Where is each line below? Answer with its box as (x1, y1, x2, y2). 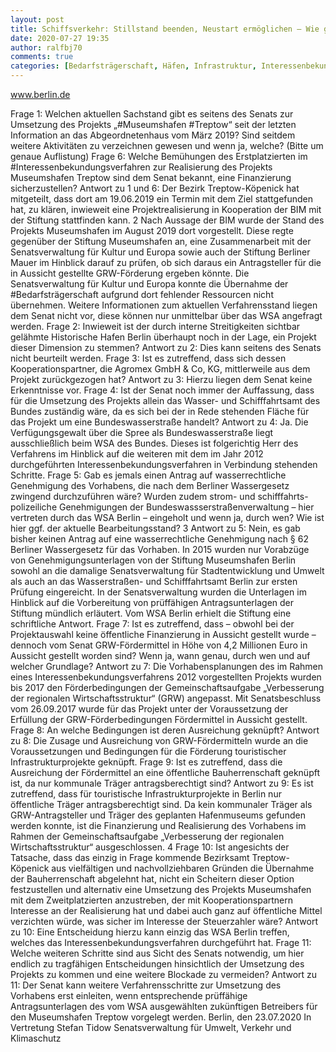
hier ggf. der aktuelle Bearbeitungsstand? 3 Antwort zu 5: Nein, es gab (10, 522, 301, 534)
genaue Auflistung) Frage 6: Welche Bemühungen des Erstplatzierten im (10, 151, 308, 162)
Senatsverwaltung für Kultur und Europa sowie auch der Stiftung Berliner (10, 246, 311, 258)
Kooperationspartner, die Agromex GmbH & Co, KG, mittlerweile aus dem (10, 363, 311, 375)
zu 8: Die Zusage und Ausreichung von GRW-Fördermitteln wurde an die (10, 735, 309, 746)
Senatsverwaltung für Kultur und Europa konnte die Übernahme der (10, 278, 289, 290)
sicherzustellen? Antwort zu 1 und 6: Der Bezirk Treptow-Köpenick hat (10, 182, 300, 194)
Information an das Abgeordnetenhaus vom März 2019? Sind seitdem (10, 129, 296, 141)
